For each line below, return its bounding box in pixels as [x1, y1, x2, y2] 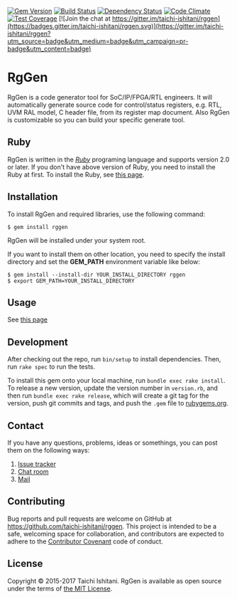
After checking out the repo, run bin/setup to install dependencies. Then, [7, 355, 221, 364]
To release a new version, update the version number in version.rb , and [7, 384, 219, 393]
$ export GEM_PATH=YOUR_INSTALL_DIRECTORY [7, 277, 135, 285]
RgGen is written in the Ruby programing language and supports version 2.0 [7, 155, 230, 164]
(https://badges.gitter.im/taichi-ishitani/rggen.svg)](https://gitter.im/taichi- [7, 22, 224, 30]
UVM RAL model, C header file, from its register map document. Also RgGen [7, 107, 231, 117]
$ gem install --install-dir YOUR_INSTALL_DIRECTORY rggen [7, 271, 186, 278]
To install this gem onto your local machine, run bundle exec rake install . [7, 376, 226, 385]
